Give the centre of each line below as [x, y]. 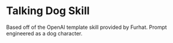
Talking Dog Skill [48, 11]
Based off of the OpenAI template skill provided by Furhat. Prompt [86, 27]
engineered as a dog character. [44, 33]
